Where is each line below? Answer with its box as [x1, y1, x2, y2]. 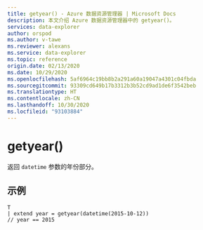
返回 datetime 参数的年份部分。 [7, 162, 98, 170]
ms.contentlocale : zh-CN [7, 95, 80, 102]
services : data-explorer [7, 23, 80, 30]
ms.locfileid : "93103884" [7, 108, 83, 115]
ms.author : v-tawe [7, 36, 61, 43]
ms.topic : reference [7, 56, 68, 63]
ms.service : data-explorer [7, 50, 86, 57]
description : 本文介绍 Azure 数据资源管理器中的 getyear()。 [7, 17, 176, 24]
